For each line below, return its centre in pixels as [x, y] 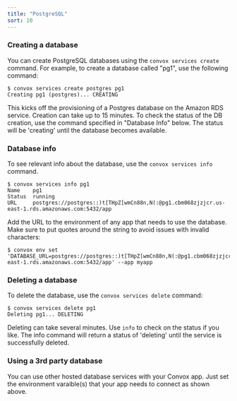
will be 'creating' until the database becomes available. [87, 130]
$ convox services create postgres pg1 [66, 88]
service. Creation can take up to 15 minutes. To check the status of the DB [115, 115]
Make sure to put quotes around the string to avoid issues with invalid [108, 229]
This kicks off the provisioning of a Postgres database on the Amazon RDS [115, 107]
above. [17, 391]
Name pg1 [25, 191]
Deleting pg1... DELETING [45, 315]
